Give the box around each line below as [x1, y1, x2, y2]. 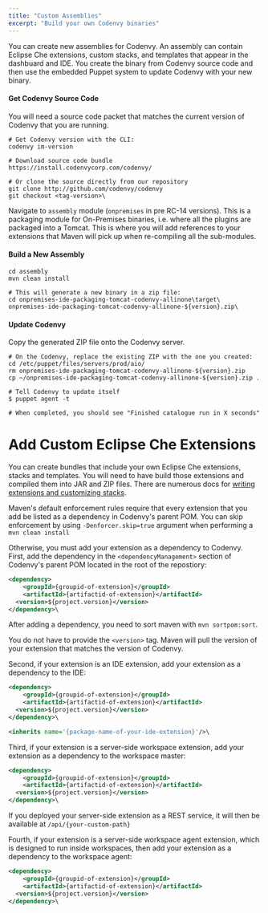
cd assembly [8, 267, 48, 275]
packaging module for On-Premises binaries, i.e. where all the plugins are [8, 214, 251, 224]
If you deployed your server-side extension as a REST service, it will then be [8, 811, 261, 821]
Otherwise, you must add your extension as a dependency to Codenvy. [8, 543, 243, 553]
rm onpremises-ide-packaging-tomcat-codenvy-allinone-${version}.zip [8, 367, 246, 375]
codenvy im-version [8, 142, 74, 151]
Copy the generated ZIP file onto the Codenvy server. [8, 338, 185, 347]
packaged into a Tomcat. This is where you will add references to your [8, 222, 241, 233]
